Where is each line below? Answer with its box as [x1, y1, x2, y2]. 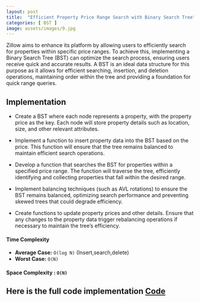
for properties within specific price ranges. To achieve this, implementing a [6, 48, 190, 55]
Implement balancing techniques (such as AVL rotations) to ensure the [14, 185, 187, 192]
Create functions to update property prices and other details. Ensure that [14, 210, 194, 217]
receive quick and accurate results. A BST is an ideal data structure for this [6, 61, 190, 68]
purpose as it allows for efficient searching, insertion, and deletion [6, 67, 168, 74]
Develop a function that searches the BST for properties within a [14, 161, 173, 169]
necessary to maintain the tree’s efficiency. [14, 222, 120, 229]
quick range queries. [6, 80, 57, 87]
